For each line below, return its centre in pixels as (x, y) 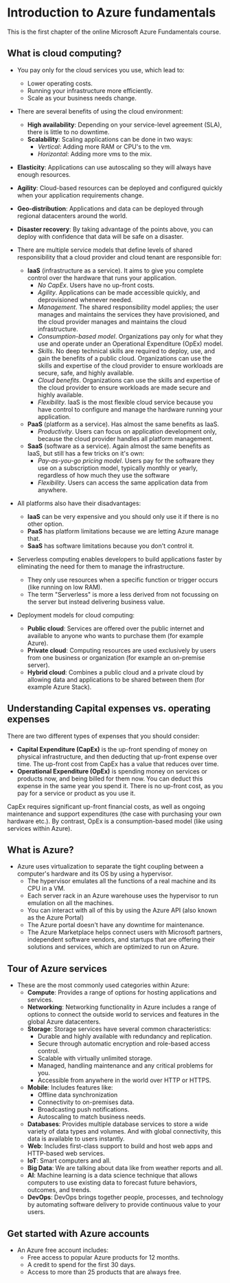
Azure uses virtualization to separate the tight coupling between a (110, 867)
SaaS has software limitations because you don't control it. (111, 546)
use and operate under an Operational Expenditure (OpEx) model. (130, 343)
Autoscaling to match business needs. (92, 1117)
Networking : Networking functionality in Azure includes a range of (122, 1007)
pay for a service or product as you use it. (76, 793)
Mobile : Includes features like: (70, 1088)
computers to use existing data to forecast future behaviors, (112, 1183)
